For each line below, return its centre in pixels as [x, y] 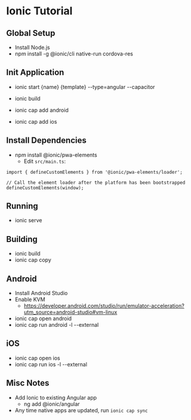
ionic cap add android [41, 110]
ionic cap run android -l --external [57, 325]
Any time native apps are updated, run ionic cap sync [81, 410]
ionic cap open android [43, 318]
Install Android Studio [41, 293]
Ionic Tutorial [39, 11]
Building [22, 239]
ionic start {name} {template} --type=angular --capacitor [85, 87]
